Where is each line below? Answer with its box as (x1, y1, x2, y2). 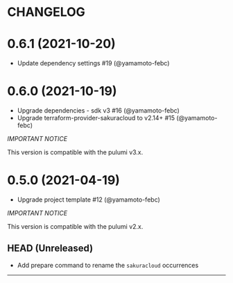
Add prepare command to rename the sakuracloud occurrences (17, 261, 199, 269)
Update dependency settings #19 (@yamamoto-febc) (17, 59, 170, 67)
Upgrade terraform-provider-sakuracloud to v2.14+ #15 (17, 114, 175, 122)
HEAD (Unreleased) (7, 243, 94, 254)
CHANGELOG (7, 4, 85, 20)
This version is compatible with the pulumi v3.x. (7, 148, 144, 156)
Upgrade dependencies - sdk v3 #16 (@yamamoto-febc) (17, 106, 180, 115)
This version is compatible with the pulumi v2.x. (7, 223, 144, 230)
